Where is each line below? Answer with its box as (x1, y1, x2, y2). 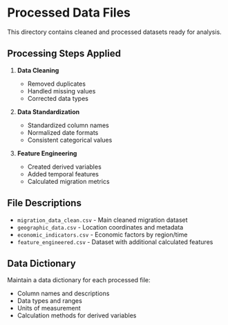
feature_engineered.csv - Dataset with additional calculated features (17, 237, 213, 246)
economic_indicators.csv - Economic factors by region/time (17, 230, 188, 239)
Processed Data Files (7, 5, 131, 21)
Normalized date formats (27, 128, 99, 136)
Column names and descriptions (17, 289, 110, 298)
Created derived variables (27, 162, 102, 171)
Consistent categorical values (27, 136, 113, 144)
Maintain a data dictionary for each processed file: (7, 276, 151, 284)
